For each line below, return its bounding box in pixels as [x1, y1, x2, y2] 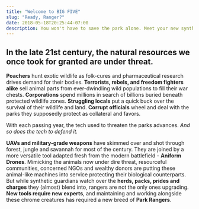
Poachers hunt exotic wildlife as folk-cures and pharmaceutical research [6, 72, 184, 80]
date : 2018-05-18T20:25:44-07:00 [6, 20, 89, 26]
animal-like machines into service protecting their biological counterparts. [6, 171, 187, 178]
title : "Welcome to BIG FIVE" [6, 8, 81, 15]
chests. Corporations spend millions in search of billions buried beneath [6, 91, 183, 99]
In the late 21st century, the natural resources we [6, 47, 190, 57]
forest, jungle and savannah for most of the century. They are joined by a [6, 146, 184, 153]
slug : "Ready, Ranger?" [6, 14, 65, 20]
